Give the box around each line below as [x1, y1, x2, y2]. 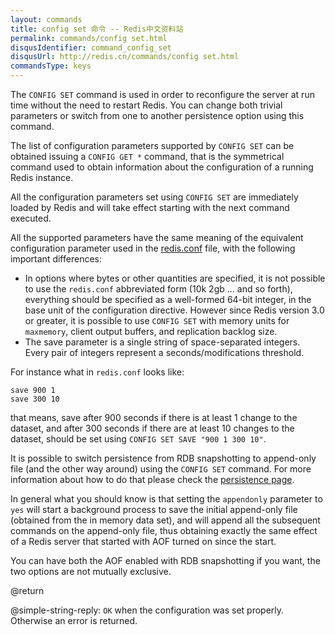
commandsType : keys [10, 61, 92, 71]
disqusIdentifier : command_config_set [10, 42, 172, 53]
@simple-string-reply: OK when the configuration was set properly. [10, 604, 285, 616]
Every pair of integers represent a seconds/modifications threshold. [24, 347, 305, 358]
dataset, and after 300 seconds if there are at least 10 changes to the [10, 422, 295, 434]
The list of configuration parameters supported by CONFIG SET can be [10, 140, 295, 151]
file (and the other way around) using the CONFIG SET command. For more [10, 463, 312, 475]
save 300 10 [10, 394, 60, 404]
